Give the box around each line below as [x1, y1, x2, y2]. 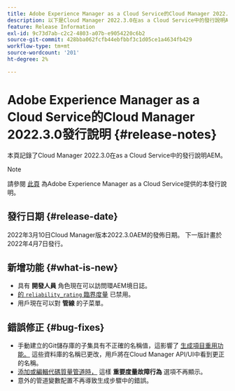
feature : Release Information [7, 23, 96, 30]
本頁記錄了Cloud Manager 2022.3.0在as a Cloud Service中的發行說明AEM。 [7, 151, 227, 159]
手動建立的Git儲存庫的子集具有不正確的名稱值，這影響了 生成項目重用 [17, 341, 218, 350]
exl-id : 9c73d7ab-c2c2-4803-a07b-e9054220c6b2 [7, 29, 145, 37]
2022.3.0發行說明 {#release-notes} [7, 127, 218, 142]
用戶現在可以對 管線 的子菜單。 [17, 299, 107, 308]
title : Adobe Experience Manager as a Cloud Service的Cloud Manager [7, 10, 210, 17]
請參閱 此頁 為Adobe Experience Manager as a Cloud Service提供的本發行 [7, 179, 221, 187]
